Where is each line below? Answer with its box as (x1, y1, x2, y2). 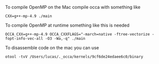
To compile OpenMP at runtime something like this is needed (5, 22, 130, 28)
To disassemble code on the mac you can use (5, 45, 99, 51)
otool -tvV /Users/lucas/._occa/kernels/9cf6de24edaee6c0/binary (5, 54, 143, 59)
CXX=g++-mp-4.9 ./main (5, 14, 52, 19)
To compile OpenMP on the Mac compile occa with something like (5, 4, 141, 10)
